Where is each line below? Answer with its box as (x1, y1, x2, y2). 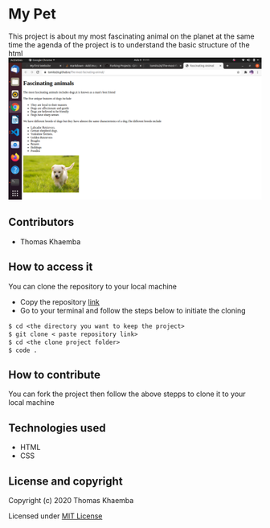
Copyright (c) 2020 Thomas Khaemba (8, 496, 134, 505)
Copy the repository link (19, 297, 100, 306)
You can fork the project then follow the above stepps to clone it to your (8, 389, 247, 399)
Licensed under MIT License (8, 511, 103, 521)
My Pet (8, 5, 56, 23)
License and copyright (8, 474, 123, 488)
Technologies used (8, 421, 106, 435)
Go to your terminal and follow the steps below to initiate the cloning (19, 305, 247, 315)
